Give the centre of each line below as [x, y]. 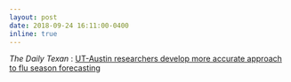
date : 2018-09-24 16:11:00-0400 [69, 26]
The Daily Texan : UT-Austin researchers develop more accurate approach [146, 59]
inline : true [33, 34]
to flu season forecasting [55, 68]
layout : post [33, 17]
